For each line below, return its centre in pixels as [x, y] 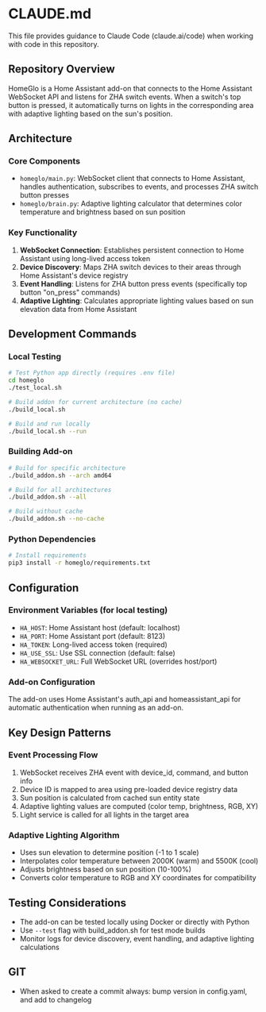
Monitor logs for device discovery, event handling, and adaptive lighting [137, 938]
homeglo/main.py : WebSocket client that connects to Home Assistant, [132, 179]
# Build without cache [46, 512]
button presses [44, 195]
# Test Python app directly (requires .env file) [92, 373]
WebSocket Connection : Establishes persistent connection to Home [132, 250]
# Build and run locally [49, 424]
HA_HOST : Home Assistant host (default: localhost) [100, 627]
